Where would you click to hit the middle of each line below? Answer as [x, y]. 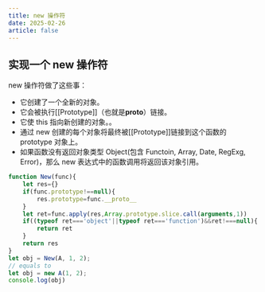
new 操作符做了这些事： [48, 85]
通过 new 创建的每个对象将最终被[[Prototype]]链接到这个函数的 [123, 132]
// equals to [30, 266]
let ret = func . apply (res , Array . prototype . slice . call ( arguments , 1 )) [135, 214]
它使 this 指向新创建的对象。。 [68, 122]
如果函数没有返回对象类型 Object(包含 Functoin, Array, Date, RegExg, [132, 152]
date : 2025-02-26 [37, 23]
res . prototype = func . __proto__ [87, 199]
